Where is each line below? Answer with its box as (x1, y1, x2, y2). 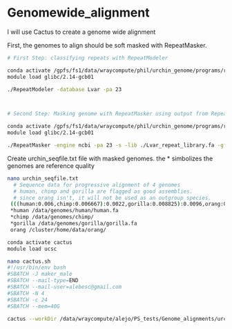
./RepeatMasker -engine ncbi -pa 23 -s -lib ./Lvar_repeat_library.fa (7, 142, 215, 149)
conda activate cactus (7, 238, 72, 246)
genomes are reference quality (7, 161, 95, 170)
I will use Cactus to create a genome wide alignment (7, 28, 156, 36)
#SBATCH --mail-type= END (7, 277, 79, 284)
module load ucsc (7, 245, 57, 252)
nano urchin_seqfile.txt (7, 175, 79, 182)
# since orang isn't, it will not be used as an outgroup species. (13, 194, 212, 201)
